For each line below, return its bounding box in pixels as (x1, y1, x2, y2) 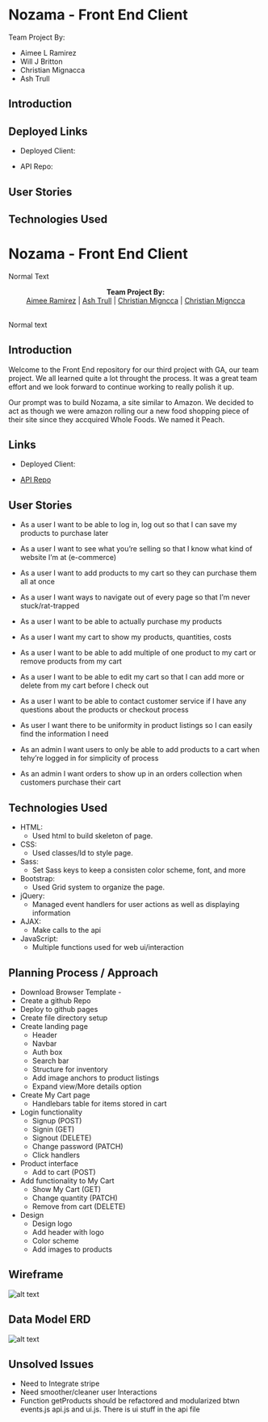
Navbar (31, 1039, 57, 1048)
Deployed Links (8, 124, 88, 138)
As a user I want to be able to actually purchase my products (19, 617, 222, 626)
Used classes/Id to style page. (31, 848, 133, 858)
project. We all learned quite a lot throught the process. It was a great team (8, 373, 258, 383)
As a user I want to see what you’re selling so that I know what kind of (19, 544, 253, 554)
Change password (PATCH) (31, 1141, 124, 1151)
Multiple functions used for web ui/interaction (31, 943, 184, 952)
